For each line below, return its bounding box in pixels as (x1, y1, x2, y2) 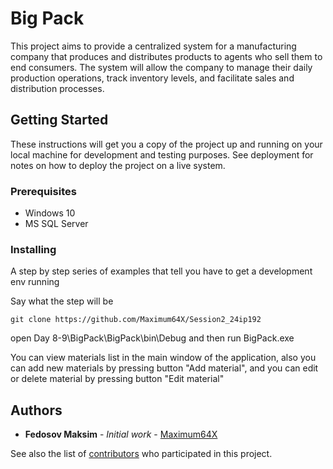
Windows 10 (24, 207, 76, 219)
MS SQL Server (24, 218, 89, 230)
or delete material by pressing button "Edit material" (10, 373, 225, 385)
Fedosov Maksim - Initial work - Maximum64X (24, 428, 218, 441)
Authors (10, 402, 63, 419)
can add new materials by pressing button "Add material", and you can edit (10, 362, 319, 374)
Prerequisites (10, 184, 77, 198)
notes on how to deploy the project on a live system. (10, 159, 226, 171)
